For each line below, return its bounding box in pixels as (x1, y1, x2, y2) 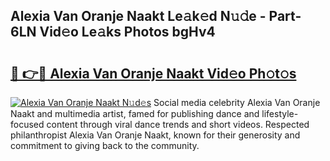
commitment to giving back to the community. (10, 140, 200, 151)
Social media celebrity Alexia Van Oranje (153, 97, 321, 108)
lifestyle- (261, 108, 299, 119)
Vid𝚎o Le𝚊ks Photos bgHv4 (39, 24, 216, 41)
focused (10, 119, 45, 130)
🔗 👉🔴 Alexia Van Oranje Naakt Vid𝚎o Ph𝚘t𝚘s (10, 65, 297, 82)
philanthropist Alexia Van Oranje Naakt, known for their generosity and (10, 129, 301, 141)
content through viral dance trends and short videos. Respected (46, 119, 310, 130)
